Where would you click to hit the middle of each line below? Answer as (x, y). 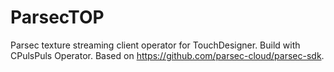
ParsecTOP (57, 17)
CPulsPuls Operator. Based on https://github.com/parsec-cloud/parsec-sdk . (167, 55)
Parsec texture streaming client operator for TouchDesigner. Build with (155, 45)
